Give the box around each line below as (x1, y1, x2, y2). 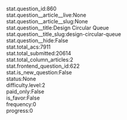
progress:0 (6, 107, 33, 114)
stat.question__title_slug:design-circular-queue (6, 31, 121, 38)
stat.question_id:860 (6, 5, 57, 12)
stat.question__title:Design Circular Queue (6, 24, 109, 31)
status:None (6, 75, 36, 82)
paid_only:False (6, 88, 45, 95)
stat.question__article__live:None (6, 11, 86, 19)
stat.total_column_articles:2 (6, 56, 73, 63)
